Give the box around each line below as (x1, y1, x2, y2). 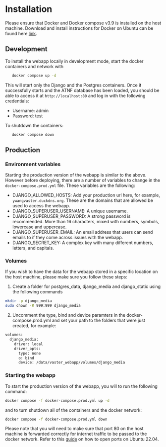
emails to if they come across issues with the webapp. (12, 235, 123, 241)
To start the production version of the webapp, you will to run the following (5, 383, 158, 389)
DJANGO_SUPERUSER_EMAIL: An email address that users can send (12, 229, 153, 235)
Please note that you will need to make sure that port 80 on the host (5, 426, 144, 432)
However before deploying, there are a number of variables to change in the (5, 178, 161, 183)
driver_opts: (14, 346, 41, 351)
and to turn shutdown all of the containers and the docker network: (5, 407, 142, 413)
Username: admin (12, 107, 49, 113)
